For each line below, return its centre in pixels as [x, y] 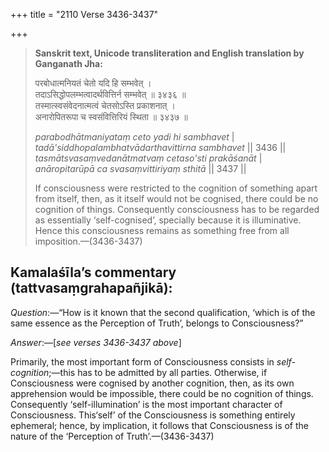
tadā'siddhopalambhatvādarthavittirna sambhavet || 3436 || [160, 147]
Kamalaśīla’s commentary [93, 272]
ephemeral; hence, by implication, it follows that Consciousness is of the [159, 425]
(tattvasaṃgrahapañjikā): [91, 288]
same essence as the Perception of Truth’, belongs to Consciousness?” [157, 323]
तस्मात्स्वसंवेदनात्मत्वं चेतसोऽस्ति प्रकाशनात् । [105, 105]
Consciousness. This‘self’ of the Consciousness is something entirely [153, 415]
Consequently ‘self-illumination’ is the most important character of [146, 404]
